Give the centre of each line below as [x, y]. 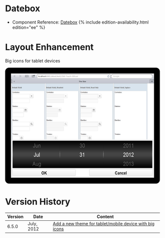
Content [105, 217]
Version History [38, 201]
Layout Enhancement [50, 47]
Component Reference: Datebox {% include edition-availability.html [80, 22]
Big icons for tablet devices [33, 61]
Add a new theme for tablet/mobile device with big [104, 224]
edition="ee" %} [29, 27]
